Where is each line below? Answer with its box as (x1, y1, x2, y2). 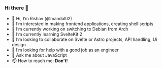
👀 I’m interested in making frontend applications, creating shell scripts (11, 21, 154, 27)
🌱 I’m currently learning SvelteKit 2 (11, 32, 82, 37)
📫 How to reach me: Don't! (11, 58, 68, 64)
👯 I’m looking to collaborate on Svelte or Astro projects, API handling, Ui (11, 36, 157, 42)
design (11, 42, 26, 48)
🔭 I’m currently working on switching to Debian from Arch (11, 26, 129, 32)
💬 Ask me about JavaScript (11, 52, 67, 58)
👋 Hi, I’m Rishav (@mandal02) (11, 16, 72, 22)
